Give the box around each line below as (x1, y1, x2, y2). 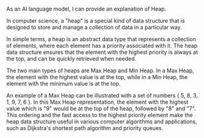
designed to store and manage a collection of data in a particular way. (6, 24, 182, 31)
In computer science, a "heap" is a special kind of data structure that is (6, 17, 185, 24)
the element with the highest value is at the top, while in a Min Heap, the (6, 74, 188, 80)
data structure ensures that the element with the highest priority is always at (6, 48, 199, 56)
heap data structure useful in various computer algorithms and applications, (6, 118, 197, 125)
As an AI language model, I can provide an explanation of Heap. (6, 6, 167, 12)
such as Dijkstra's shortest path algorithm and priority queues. (6, 125, 164, 131)
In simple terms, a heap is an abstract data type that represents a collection (6, 36, 197, 42)
